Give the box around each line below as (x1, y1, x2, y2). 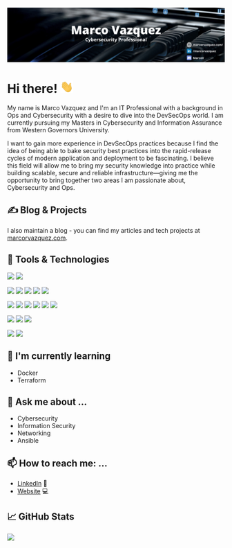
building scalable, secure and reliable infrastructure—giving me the (7, 169, 198, 177)
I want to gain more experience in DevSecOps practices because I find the (7, 139, 219, 148)
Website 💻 (17, 487, 49, 495)
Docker (17, 369, 39, 377)
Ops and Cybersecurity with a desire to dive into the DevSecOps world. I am (7, 112, 224, 120)
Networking (17, 429, 51, 437)
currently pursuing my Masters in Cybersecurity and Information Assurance (7, 118, 222, 127)
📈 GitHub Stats (7, 511, 75, 522)
